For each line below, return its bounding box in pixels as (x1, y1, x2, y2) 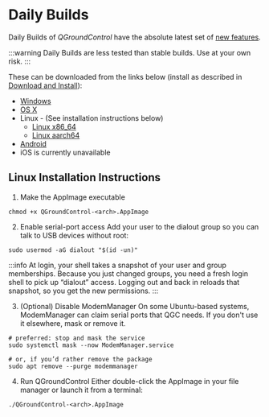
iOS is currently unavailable (19, 147, 111, 157)
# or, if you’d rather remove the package (8, 355, 153, 363)
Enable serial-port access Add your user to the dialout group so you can (19, 221, 259, 231)
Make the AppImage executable (19, 192, 126, 202)
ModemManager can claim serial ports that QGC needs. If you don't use (19, 310, 259, 320)
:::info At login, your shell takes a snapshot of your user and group (8, 260, 227, 270)
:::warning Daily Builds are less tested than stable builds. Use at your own (8, 47, 251, 57)
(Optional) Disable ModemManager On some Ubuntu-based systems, (19, 301, 250, 311)
